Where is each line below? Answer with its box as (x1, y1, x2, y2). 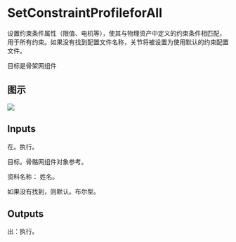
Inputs (7, 123, 37, 135)
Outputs (7, 208, 44, 220)
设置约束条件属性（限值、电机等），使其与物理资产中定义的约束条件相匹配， (7, 29, 226, 37)
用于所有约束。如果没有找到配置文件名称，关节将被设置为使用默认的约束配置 (7, 37, 229, 46)
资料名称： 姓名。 (7, 172, 58, 180)
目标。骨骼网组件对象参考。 (7, 157, 88, 166)
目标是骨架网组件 (7, 61, 57, 69)
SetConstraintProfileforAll (7, 5, 163, 21)
